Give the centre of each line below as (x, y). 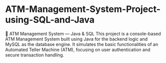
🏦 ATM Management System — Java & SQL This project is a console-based (83, 33)
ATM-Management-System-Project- (83, 9)
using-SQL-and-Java (50, 20)
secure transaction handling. (35, 55)
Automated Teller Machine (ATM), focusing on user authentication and (78, 49)
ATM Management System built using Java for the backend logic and (76, 39)
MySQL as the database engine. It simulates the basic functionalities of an (82, 44)
